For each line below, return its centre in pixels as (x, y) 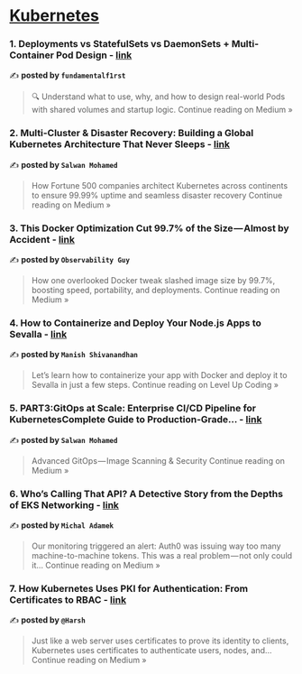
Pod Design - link (94, 55)
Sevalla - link (38, 334)
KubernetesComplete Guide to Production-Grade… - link (136, 420)
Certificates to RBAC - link (68, 599)
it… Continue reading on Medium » (96, 565)
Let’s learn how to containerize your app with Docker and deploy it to (159, 375)
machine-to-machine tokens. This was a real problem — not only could (162, 555)
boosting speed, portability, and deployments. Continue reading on (156, 291)
